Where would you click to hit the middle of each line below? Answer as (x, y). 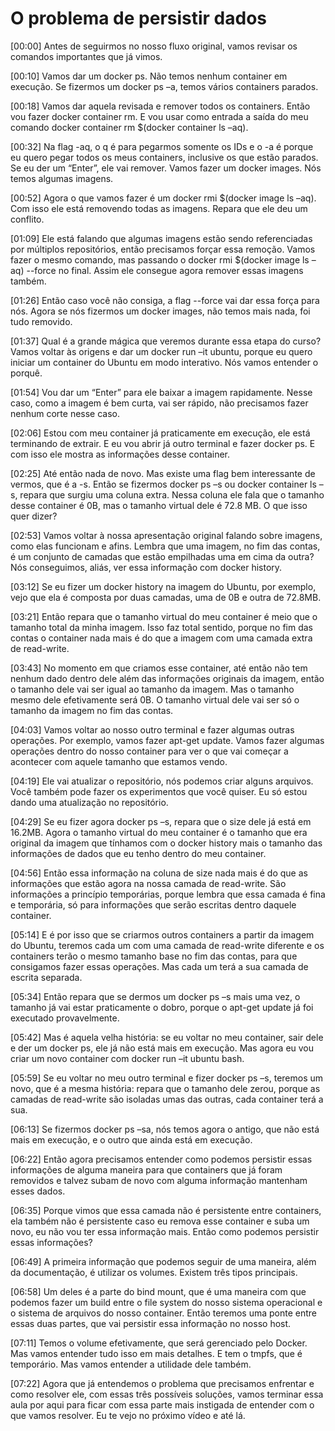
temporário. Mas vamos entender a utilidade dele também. (131, 1364)
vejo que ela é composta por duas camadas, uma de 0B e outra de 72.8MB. (166, 597)
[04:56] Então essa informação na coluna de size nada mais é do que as (159, 873)
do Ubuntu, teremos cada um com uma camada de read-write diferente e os (167, 945)
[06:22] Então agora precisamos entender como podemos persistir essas (161, 1159)
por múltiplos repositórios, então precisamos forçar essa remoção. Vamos (163, 249)
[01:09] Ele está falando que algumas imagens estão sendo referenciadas (161, 238)
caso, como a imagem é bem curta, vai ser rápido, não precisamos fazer (159, 403)
